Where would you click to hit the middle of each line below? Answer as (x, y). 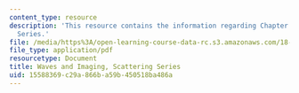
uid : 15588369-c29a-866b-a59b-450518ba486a (91, 75)
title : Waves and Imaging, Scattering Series (95, 67)
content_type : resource (53, 17)
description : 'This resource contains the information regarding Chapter (149, 26)
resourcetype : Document (53, 58)
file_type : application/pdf (61, 50)
